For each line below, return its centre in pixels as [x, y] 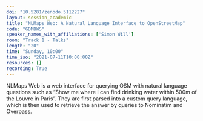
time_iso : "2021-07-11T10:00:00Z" [50, 57]
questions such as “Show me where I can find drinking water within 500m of [101, 92]
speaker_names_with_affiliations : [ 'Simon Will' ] [70, 35]
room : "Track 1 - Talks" [38, 40]
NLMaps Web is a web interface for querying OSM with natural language [97, 86]
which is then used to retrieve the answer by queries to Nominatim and [95, 105]
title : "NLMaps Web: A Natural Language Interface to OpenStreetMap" [96, 23]
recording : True [27, 68]
